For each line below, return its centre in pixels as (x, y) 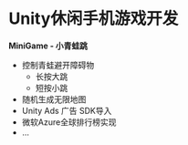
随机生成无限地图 (54, 99)
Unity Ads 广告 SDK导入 (67, 110)
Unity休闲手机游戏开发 (94, 19)
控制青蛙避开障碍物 (58, 65)
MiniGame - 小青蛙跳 (48, 46)
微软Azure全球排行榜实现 (69, 122)
